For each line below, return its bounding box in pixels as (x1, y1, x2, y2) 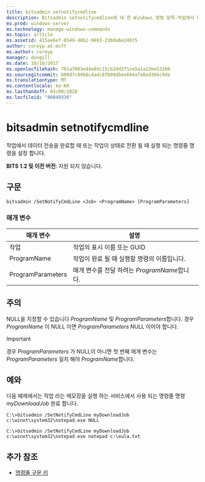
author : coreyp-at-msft (6, 43, 67, 50)
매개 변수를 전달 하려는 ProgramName (73, 265, 178, 274)
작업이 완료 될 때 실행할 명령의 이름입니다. (73, 254, 186, 263)
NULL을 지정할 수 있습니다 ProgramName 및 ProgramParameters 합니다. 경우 (6, 315, 194, 322)
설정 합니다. (17, 149, 46, 157)
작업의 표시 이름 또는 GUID (73, 243, 146, 251)
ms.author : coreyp (6, 49, 53, 55)
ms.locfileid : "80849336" (6, 94, 72, 100)
